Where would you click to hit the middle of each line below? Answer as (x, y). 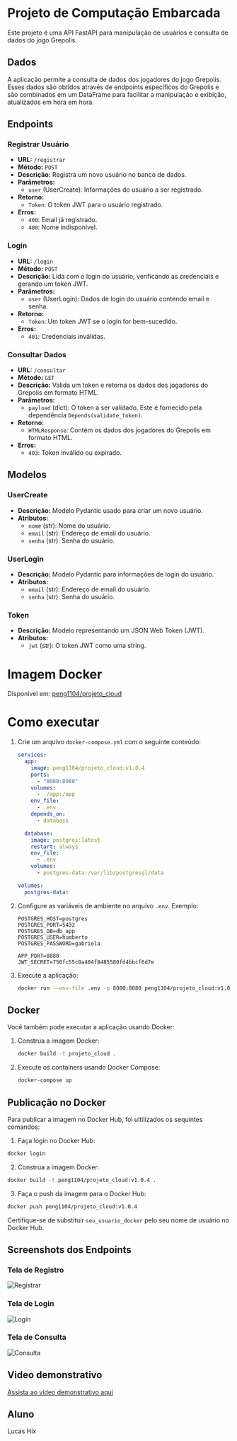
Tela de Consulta (37, 1337)
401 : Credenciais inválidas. (67, 336)
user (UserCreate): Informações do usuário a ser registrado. (115, 190)
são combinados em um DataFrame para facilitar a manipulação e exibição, (117, 94)
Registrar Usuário (38, 144)
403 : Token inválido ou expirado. (75, 453)
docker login (27, 1153)
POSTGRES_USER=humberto (53, 937)
